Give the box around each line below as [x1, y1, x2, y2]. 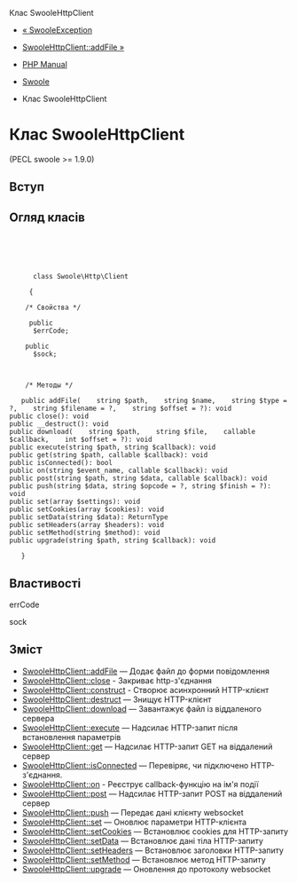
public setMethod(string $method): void [9, 528, 161, 538]
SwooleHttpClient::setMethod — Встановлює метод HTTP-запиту [21, 854, 266, 864]
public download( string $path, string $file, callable [9, 428, 255, 437]
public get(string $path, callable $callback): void [9, 451, 208, 460]
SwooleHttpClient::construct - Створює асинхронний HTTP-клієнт [21, 684, 270, 695]
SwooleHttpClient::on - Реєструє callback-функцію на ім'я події [21, 778, 259, 789]
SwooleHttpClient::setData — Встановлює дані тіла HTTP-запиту [21, 835, 264, 846]
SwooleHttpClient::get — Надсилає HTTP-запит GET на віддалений [21, 741, 273, 752]
